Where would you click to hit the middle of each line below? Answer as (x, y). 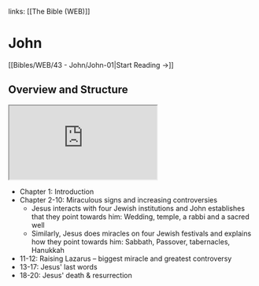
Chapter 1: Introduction (57, 191)
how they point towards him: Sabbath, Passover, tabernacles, (131, 241)
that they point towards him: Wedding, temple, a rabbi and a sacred (140, 217)
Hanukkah (48, 250)
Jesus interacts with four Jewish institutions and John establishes (138, 208)
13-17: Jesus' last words (58, 266)
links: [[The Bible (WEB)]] (49, 11)
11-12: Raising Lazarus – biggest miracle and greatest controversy (126, 258)
